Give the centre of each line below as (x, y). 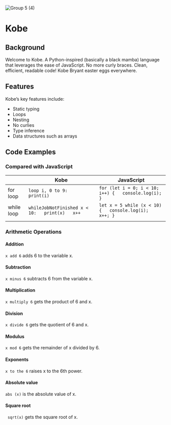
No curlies (23, 125)
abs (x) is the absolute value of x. (41, 394)
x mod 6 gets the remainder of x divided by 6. (53, 348)
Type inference (28, 130)
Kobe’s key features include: (35, 99)
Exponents (17, 360)
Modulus (15, 336)
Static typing (26, 109)
